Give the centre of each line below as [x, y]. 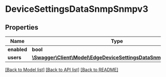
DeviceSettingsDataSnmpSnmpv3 [77, 9]
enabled [17, 49]
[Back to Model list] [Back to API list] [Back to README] [62, 70]
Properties [22, 27]
